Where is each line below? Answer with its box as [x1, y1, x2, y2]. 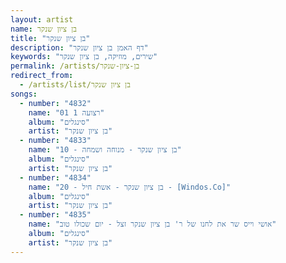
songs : [10, 89, 38, 99]
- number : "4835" [19, 210, 92, 220]
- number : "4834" [19, 172, 92, 183]
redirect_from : [10, 71, 74, 81]
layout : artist [10, 14, 74, 25]
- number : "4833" [19, 136, 92, 146]
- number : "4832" [19, 98, 92, 108]
